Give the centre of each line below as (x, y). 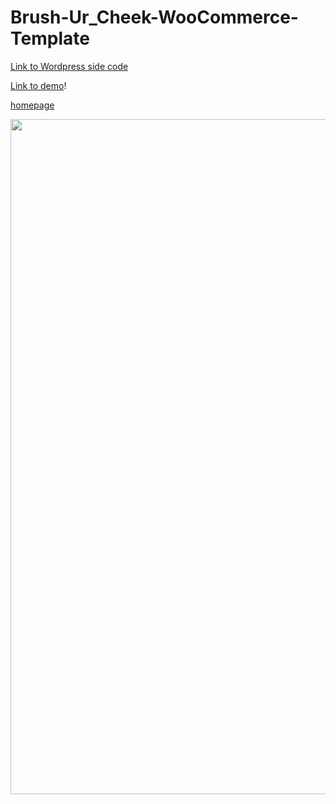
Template (50, 38)
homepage (32, 105)
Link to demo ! (38, 85)
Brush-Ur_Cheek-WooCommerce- (154, 17)
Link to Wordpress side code (69, 66)
